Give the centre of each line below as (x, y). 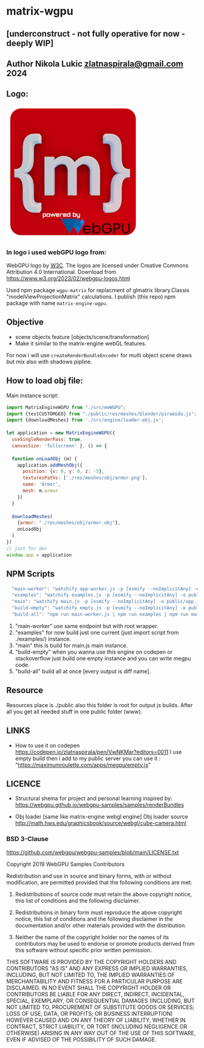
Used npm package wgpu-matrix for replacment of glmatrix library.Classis (98, 290)
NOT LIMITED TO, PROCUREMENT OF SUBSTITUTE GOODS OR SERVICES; (100, 1007)
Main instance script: (32, 395)
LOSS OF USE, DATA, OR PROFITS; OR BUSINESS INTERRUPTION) (90, 1013)
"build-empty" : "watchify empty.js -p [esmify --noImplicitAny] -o (99, 608)
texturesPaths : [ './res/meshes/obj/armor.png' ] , (85, 478)
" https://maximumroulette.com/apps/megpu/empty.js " (83, 764)
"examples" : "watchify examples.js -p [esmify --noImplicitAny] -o (99, 595)
